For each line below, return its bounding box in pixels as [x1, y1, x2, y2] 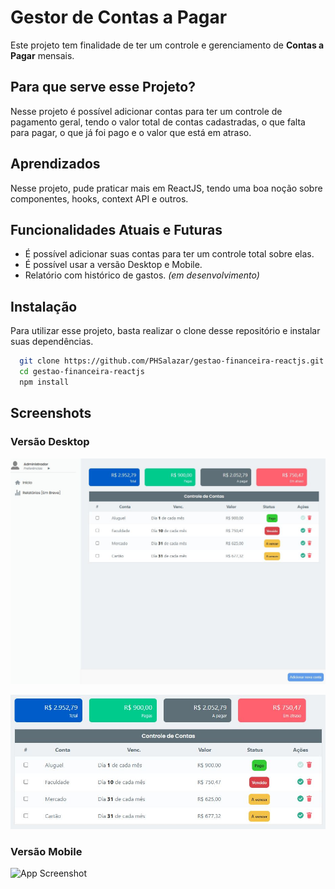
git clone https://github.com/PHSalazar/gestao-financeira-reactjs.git [19, 356, 325, 366]
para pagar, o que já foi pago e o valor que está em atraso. [10, 126, 252, 138]
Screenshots [10, 405, 92, 422]
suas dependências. [10, 336, 94, 348]
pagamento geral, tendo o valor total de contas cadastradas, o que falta [10, 116, 306, 128]
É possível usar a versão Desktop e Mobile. [24, 259, 203, 271]
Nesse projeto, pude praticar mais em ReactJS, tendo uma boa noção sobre [10, 182, 323, 194]
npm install [19, 377, 70, 387]
